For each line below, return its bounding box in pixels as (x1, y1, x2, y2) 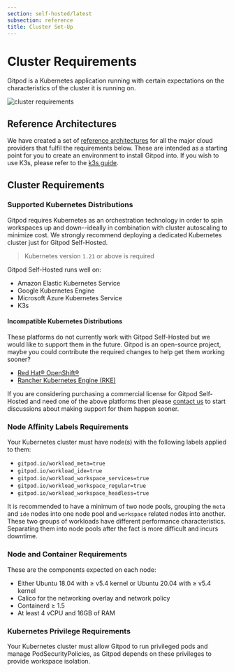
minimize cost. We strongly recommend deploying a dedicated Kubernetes (7, 230, 222, 239)
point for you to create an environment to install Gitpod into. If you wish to (7, 151, 219, 160)
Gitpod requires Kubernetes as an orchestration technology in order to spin (7, 216, 224, 224)
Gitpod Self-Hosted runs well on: (7, 265, 101, 274)
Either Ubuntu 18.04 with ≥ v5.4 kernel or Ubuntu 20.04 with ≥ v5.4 (17, 579, 212, 587)
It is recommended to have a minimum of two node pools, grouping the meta (7, 502, 226, 511)
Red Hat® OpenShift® (17, 369, 80, 377)
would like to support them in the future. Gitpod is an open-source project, (7, 340, 221, 349)
